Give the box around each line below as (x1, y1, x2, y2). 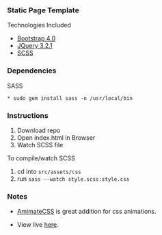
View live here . (16, 221, 59, 229)
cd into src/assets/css (16, 167, 81, 175)
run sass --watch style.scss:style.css (16, 174, 130, 183)
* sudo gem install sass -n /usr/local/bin (7, 95, 133, 101)
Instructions (7, 110, 49, 120)
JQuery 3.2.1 (16, 42, 53, 50)
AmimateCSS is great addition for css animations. (16, 208, 157, 216)
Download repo (16, 126, 61, 134)
